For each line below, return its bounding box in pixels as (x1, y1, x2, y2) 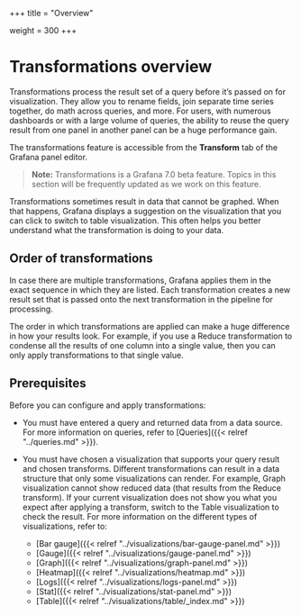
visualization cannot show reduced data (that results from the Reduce (22, 482, 282, 493)
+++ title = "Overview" (9, 8, 94, 18)
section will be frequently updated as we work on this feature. (31, 178, 261, 189)
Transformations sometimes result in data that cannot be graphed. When (9, 195, 279, 206)
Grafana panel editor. (9, 151, 88, 162)
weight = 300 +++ (9, 25, 78, 35)
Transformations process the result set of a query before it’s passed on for (9, 86, 287, 97)
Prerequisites (9, 375, 87, 391)
